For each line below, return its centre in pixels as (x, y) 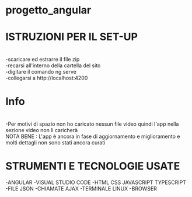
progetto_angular (48, 10)
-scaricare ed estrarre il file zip (43, 60)
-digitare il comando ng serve (41, 72)
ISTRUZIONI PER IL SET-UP (72, 37)
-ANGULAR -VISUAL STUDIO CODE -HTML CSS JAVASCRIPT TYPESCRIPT (96, 182)
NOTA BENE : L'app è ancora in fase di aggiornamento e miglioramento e (93, 136)
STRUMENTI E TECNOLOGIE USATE (93, 166)
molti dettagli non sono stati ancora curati (55, 143)
